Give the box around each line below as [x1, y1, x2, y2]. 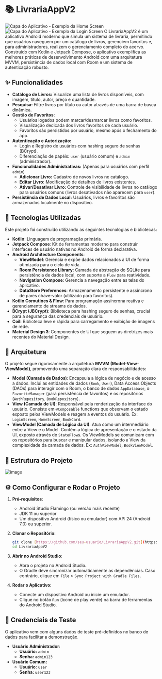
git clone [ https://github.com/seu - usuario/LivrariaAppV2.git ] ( [12, 540, 145, 545]
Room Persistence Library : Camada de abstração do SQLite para [19, 267, 150, 273]
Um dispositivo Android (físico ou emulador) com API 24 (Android [19, 516, 150, 521]
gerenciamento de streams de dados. [12, 303, 87, 308]
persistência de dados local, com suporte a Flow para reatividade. [19, 272, 151, 278]
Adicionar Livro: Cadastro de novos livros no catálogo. [19, 174, 130, 179]
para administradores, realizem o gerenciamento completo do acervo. [5, 44, 145, 49]
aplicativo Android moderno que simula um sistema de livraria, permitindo [5, 33, 153, 39]
